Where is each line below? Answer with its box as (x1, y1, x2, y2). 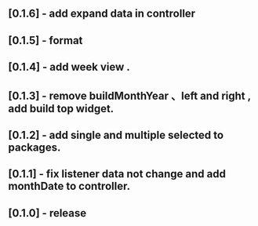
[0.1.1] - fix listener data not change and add (8, 167, 226, 180)
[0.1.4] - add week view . (8, 60, 131, 74)
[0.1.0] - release (8, 206, 87, 220)
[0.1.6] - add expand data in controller (8, 7, 196, 20)
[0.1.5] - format (8, 34, 83, 47)
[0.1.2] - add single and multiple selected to (8, 128, 224, 141)
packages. (8, 140, 61, 154)
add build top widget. (8, 102, 114, 115)
